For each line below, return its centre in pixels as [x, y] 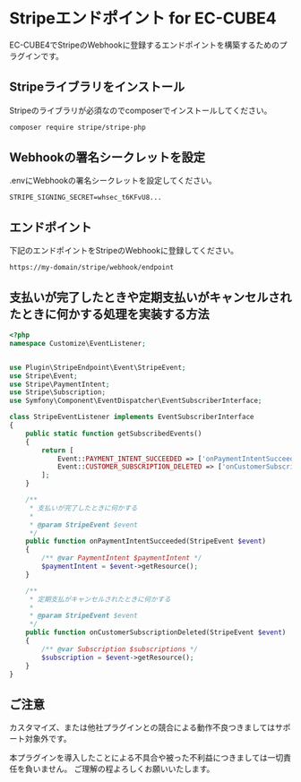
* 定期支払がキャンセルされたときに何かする [100, 599]
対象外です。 [48, 739]
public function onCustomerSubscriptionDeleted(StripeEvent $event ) [156, 632]
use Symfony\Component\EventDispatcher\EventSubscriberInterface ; [136, 401]
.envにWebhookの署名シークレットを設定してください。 [113, 181]
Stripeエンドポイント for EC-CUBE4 [143, 18]
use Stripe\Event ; [43, 376]
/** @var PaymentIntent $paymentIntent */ [122, 558]
